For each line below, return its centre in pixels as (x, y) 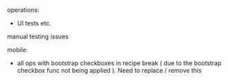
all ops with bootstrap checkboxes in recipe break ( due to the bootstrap (119, 63)
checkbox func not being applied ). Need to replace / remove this (109, 70)
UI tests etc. (34, 23)
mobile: (18, 50)
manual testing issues (38, 36)
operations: (23, 10)
